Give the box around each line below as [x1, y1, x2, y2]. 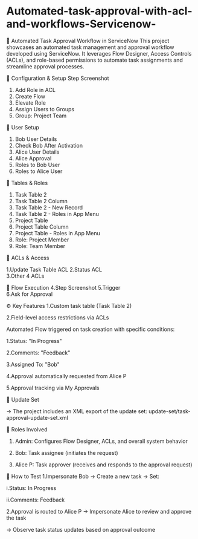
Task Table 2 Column [14, 197, 68, 204]
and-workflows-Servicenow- [6, 17, 156, 31]
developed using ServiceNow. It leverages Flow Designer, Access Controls [6, 50, 192, 57]
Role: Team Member [14, 242, 65, 249]
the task [6, 514, 27, 521]
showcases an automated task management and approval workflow [6, 44, 174, 51]
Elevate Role [14, 99, 46, 106]
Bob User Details [14, 135, 57, 143]
